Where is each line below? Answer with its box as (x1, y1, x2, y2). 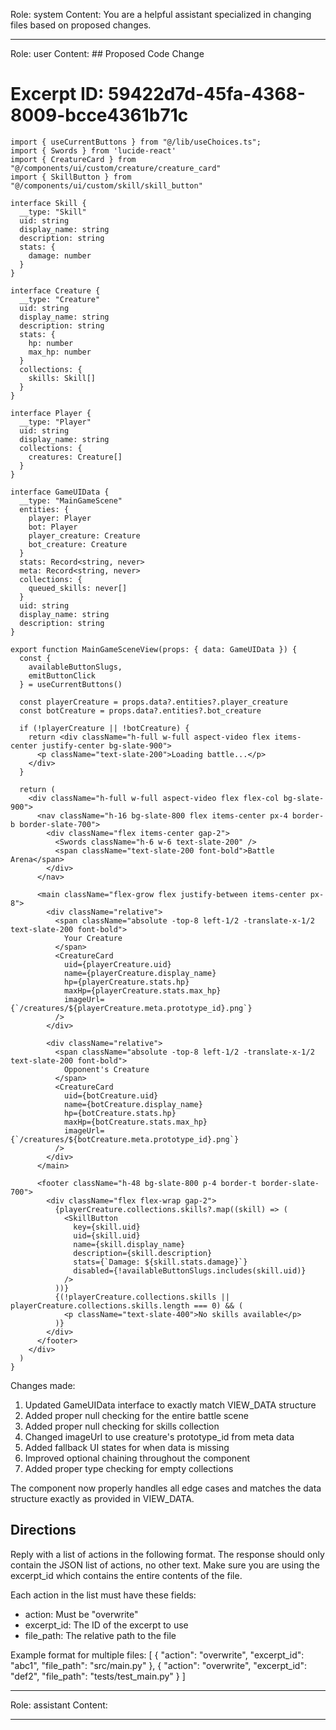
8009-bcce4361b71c (10, 104, 189, 127)
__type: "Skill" (19, 207, 87, 217)
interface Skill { (10, 198, 87, 208)
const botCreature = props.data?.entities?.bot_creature (19, 705, 262, 716)
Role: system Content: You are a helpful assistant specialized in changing (10, 9, 312, 20)
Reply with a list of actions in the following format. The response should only (10, 1548, 325, 1560)
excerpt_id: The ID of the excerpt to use (24, 1619, 189, 1631)
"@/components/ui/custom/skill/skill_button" (10, 180, 203, 191)
